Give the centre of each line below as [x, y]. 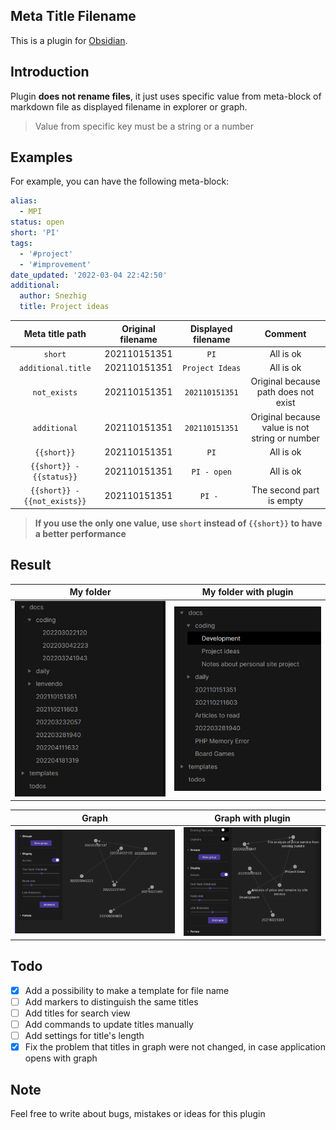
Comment [285, 334]
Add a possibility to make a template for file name [127, 990]
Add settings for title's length [84, 1036]
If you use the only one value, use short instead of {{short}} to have [178, 523]
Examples [41, 157]
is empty [285, 501]
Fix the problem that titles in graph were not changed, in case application [175, 1047]
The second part [285, 490]
